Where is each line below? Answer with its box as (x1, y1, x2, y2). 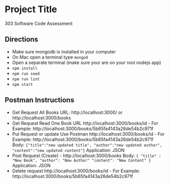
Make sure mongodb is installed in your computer (12, 48, 116, 54)
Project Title (5, 4, 57, 15)
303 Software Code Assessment (5, 20, 73, 26)
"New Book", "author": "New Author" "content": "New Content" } (12, 158, 151, 163)
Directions (5, 35, 39, 44)
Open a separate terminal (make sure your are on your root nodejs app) (12, 59, 161, 66)
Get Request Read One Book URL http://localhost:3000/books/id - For (12, 120, 158, 126)
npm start (12, 82, 33, 87)
